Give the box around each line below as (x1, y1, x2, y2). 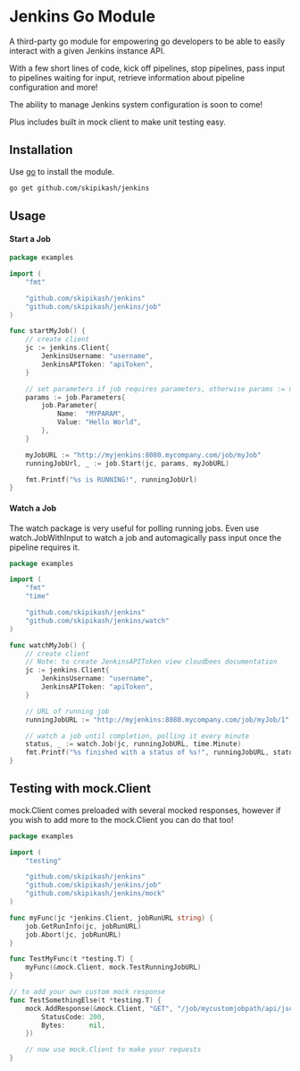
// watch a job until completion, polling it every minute (25, 732, 250, 741)
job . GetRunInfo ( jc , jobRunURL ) (25, 921, 142, 930)
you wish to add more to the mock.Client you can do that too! (9, 814, 234, 825)
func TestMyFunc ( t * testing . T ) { (9, 955, 134, 964)
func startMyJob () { (9, 327, 87, 336)
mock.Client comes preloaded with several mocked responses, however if (9, 804, 281, 816)
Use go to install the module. (9, 166, 114, 176)
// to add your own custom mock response (9, 988, 166, 997)
